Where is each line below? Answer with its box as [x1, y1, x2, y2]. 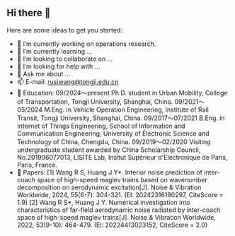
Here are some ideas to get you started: [6, 25, 123, 34]
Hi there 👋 [6, 7, 51, 19]
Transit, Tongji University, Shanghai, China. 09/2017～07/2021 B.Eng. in [16, 114, 225, 122]
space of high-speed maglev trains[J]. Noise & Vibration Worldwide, [16, 213, 217, 221]
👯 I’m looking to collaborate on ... [16, 54, 113, 63]
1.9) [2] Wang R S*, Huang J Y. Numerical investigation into [16, 198, 190, 206]
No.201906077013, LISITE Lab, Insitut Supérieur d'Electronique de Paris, [16, 153, 228, 161]
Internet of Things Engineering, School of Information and [16, 122, 185, 130]
